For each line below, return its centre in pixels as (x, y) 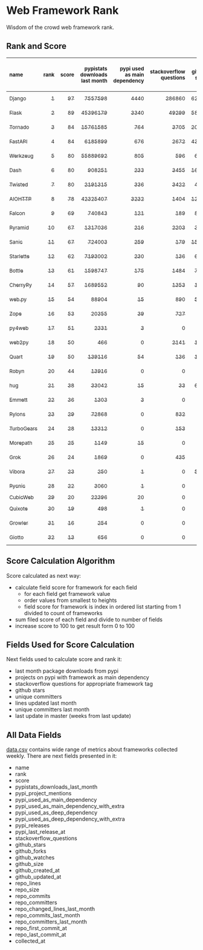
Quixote (19, 509)
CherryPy (21, 285)
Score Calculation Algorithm (61, 561)
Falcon (17, 213)
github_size (29, 864)
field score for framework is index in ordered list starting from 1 (102, 606)
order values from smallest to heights (70, 600)
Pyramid (19, 228)
